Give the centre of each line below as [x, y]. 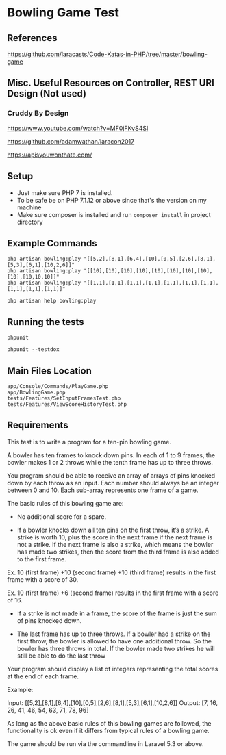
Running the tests [46, 322]
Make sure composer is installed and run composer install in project [114, 214]
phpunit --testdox [33, 350]
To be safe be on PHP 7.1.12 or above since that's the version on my [112, 200]
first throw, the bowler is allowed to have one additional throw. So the [114, 641]
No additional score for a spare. [62, 516]
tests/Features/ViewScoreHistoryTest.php [67, 404]
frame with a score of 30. [43, 579]
